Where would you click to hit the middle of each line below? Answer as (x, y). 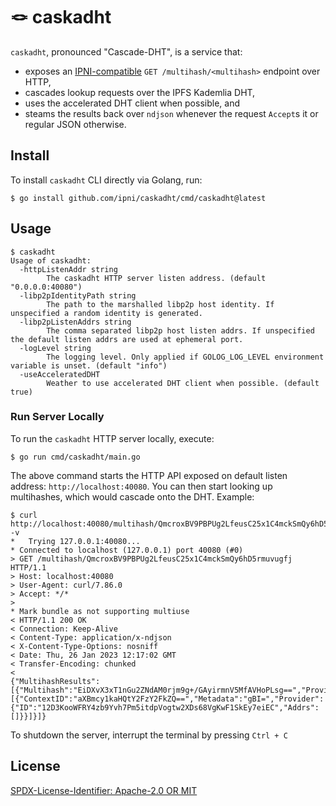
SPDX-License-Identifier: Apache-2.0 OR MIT (104, 790)
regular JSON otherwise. (75, 124)
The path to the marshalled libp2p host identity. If (160, 304)
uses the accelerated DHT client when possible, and (132, 103)
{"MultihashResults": (55, 681)
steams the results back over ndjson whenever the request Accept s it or (171, 113)
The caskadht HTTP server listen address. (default (156, 278)
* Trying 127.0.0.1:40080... (75, 541)
